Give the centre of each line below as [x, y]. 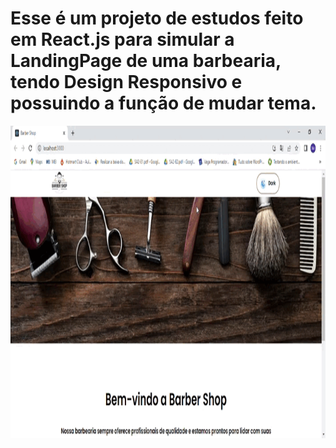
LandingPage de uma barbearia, [146, 61]
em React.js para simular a [122, 39]
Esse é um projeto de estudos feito [157, 18]
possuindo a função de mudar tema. [163, 103]
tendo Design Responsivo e [126, 82]
